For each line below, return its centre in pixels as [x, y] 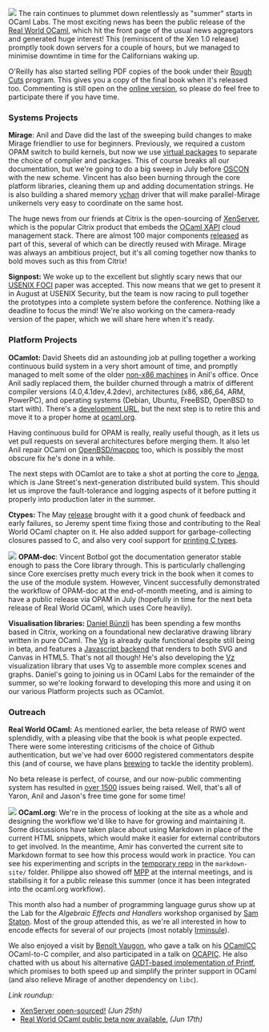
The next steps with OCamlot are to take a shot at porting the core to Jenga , [134, 473]
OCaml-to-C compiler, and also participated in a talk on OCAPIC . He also [128, 954]
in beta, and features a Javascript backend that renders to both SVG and [128, 649]
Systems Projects [43, 118]
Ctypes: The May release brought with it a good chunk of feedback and [127, 514]
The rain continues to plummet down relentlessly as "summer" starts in [135, 13]
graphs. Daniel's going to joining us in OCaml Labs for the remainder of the [132, 674]
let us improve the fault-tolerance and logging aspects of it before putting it [132, 490]
